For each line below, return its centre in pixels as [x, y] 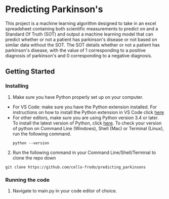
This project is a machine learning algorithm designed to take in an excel [81, 23]
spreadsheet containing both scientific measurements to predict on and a [82, 28]
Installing [17, 86]
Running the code [27, 180]
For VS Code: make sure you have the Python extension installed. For [85, 107]
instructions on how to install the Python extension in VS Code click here [88, 112]
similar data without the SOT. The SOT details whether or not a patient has [83, 45]
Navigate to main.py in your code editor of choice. [65, 190]
